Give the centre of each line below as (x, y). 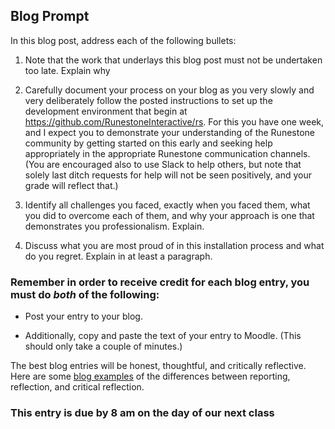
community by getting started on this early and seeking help (148, 143)
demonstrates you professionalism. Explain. (114, 226)
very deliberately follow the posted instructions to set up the (148, 100)
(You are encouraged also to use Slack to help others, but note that (163, 164)
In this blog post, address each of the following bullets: (123, 40)
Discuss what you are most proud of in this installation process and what (174, 245)
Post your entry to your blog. (83, 316)
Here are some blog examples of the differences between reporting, (150, 376)
